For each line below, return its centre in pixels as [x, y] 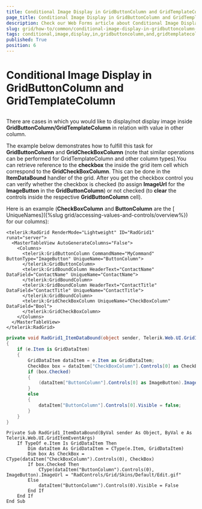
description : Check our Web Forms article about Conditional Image [93, 23]
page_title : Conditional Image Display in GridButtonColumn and [88, 17]
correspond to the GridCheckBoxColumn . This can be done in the [88, 172]
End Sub [16, 501]
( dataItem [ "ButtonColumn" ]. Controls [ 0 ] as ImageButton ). [111, 383]
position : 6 [21, 46]
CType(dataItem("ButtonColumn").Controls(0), [96, 470]
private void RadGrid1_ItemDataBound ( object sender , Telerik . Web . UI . [95, 338]
